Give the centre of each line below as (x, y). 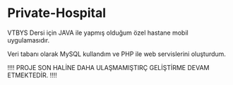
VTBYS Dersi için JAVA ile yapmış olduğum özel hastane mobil (98, 33)
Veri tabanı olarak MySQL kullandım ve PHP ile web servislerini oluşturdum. (116, 54)
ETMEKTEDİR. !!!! (32, 75)
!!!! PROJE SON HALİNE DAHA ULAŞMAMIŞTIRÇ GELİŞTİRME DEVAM (108, 67)
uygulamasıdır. (29, 40)
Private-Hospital (57, 13)
